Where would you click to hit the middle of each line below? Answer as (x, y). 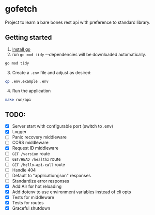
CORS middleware (30, 143)
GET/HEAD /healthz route (36, 159)
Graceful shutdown (31, 208)
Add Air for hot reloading (37, 186)
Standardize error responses (40, 181)
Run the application (31, 91)
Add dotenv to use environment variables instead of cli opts (71, 192)
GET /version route (31, 154)
